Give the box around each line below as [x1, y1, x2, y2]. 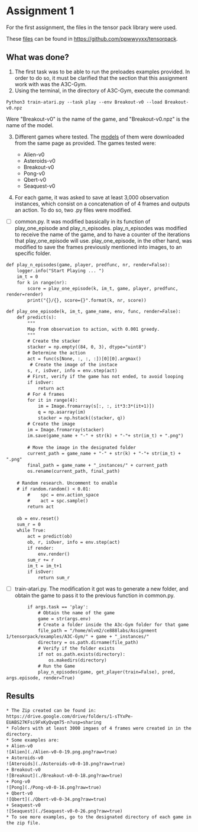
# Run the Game [37, 663, 76, 669]
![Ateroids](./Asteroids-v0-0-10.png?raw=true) [6, 760, 126, 767]
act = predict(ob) [27, 533, 73, 539]
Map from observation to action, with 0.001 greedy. [27, 326, 160, 332]
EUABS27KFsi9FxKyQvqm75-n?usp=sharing [6, 719, 102, 725]
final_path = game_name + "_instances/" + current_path [27, 462, 168, 468]
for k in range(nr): [17, 279, 67, 285]
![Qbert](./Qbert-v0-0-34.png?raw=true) [6, 796, 108, 802]
